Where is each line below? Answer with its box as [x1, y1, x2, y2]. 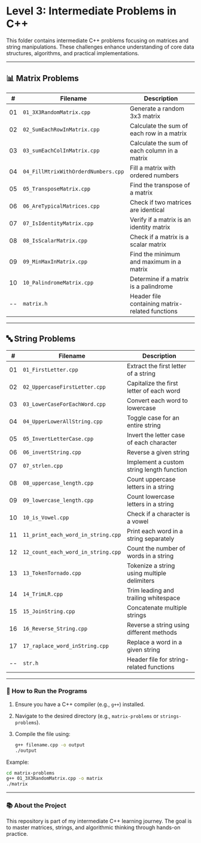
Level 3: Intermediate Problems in [6, 4, 176, 18]
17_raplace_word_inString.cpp [23, 642, 109, 649]
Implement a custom [126, 458, 184, 466]
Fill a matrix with [129, 163, 176, 172]
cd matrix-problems [6, 770, 55, 776]
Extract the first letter [126, 361, 187, 370]
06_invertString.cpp [23, 449, 82, 456]
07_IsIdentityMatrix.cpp [23, 220, 94, 226]
